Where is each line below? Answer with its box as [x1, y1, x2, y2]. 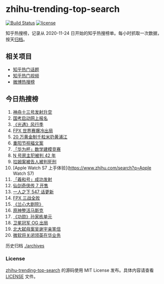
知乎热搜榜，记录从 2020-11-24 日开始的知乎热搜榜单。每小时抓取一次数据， [5, 30, 162, 36]
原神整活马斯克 [12, 207, 44, 213]
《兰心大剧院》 [12, 201, 44, 207]
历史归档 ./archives [5, 242, 45, 249]
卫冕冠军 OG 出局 [12, 219, 49, 225]
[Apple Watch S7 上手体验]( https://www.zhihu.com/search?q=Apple [12, 165, 152, 171]
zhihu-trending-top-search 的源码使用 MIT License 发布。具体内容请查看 [5, 267, 154, 273]
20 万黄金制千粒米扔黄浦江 [12, 134, 68, 140]
